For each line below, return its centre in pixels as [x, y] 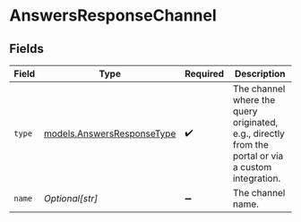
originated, [255, 122]
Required [205, 74]
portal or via [258, 156]
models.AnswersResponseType [110, 133]
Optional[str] [71, 198]
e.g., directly [258, 133]
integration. [257, 178]
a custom [252, 167]
